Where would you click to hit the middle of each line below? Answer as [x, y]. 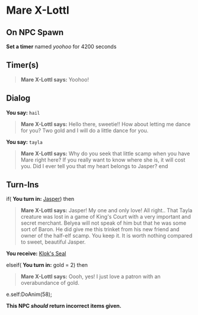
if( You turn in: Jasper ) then [40, 199]
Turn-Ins [23, 185]
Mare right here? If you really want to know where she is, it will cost [103, 160]
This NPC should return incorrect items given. [64, 306]
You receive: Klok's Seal [36, 254]
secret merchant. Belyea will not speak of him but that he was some [103, 223]
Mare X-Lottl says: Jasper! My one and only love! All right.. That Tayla [106, 210]
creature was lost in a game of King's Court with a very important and [106, 217]
